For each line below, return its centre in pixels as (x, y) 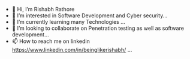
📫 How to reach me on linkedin (51, 41)
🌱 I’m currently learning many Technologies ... (69, 22)
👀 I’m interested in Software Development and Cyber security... (90, 15)
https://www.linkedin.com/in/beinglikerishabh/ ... (72, 50)
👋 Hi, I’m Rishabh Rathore (43, 9)
